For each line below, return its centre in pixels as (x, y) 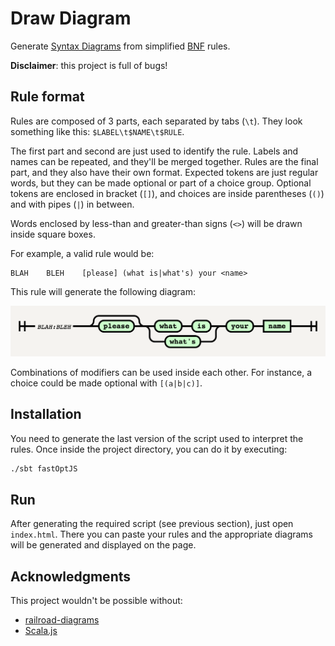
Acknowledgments (71, 576)
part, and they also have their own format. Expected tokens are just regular (164, 172)
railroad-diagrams (62, 620)
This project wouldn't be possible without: (96, 601)
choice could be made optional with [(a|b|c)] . (106, 383)
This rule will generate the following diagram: (103, 291)
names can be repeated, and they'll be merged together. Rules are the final (164, 161)
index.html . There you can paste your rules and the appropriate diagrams (162, 534)
